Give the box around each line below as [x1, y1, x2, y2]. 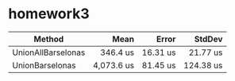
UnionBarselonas [12, 60, 76, 71]
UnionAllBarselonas [12, 47, 86, 58]
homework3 [8, 5, 90, 23]
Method [33, 33, 64, 44]
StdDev [194, 33, 223, 44]
